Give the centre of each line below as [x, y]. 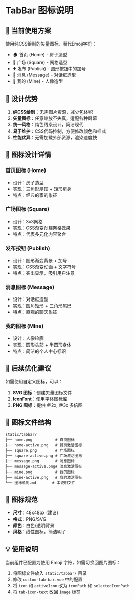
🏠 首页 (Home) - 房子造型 [40, 54]
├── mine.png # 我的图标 [40, 472]
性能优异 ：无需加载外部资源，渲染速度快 [55, 137]
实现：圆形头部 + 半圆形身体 [42, 345]
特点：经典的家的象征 [35, 195]
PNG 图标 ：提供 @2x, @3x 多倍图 [48, 405]
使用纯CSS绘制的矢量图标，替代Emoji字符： [51, 44]
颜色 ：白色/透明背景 [33, 525]
